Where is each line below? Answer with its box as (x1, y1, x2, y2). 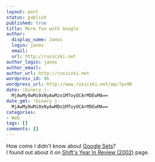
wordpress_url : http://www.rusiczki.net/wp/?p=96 (6, 82, 133, 88)
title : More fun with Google (6, 25, 79, 32)
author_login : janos (6, 59, 58, 65)
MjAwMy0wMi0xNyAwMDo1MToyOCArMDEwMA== (11, 103, 109, 110)
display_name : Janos (11, 37, 63, 43)
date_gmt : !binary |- (6, 98, 60, 104)
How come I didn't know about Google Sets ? (6, 142, 116, 149)
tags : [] (6, 121, 28, 127)
